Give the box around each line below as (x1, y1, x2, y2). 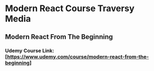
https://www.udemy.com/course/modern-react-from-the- (7, 53, 149, 60)
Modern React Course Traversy (5, 3, 135, 14)
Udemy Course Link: (5, 47, 55, 54)
